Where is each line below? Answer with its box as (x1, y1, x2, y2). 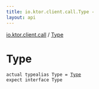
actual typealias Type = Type (6, 72, 82, 78)
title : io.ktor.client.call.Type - (6, 8, 95, 15)
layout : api (6, 14, 36, 20)
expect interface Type (6, 77, 63, 83)
